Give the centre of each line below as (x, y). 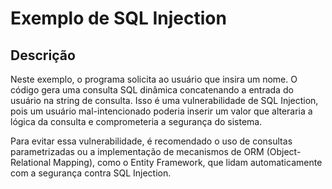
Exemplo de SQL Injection (118, 18)
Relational (31, 162)
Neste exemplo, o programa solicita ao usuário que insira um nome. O (154, 79)
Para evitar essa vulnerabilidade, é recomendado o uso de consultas (151, 141)
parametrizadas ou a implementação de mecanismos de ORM (137, 151)
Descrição (43, 55)
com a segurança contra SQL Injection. (91, 173)
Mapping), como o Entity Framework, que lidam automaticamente (188, 162)
